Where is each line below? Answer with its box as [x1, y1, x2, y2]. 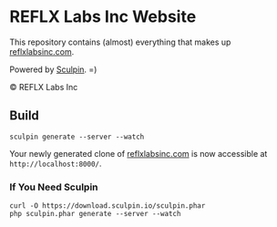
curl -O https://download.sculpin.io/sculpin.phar [9, 201, 206, 211]
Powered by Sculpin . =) [9, 64, 97, 75]
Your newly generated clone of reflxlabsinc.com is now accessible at [9, 148, 268, 159]
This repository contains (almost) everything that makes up [9, 36, 231, 47]
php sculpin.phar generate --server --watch [9, 210, 181, 219]
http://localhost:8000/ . [9, 158, 102, 169]
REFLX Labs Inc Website [9, 6, 197, 27]
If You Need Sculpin [9, 181, 98, 193]
